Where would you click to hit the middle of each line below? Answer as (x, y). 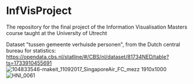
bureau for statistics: (31, 50)
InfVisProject (39, 11)
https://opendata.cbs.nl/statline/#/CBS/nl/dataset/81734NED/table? (88, 57)
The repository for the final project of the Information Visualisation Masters (97, 27)
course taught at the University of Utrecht (57, 33)
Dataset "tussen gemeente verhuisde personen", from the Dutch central (93, 44)
